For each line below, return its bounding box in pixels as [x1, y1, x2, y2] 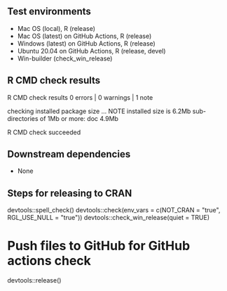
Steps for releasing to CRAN [7, 187, 132, 199]
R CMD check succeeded [7, 128, 81, 136]
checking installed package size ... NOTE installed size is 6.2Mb [7, 107, 191, 115]
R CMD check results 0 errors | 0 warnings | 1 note [7, 93, 153, 101]
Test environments [7, 6, 91, 18]
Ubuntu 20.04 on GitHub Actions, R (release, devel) [17, 46, 166, 55]
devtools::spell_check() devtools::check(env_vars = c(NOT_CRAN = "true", [7, 206, 221, 214]
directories [7, 114, 39, 122]
